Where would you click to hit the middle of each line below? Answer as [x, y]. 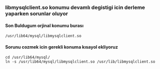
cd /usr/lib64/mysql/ [28, 58]
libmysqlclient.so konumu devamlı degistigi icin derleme [75, 7]
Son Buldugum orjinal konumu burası [44, 25]
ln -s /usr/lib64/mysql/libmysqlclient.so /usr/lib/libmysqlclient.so [80, 62]
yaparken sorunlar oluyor [37, 13]
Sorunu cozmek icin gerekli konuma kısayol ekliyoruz [62, 47]
